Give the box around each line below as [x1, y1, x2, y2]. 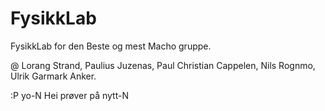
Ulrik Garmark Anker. [10, 70, 97, 82]
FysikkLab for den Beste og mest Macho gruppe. [10, 40, 212, 52]
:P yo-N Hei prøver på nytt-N [10, 89, 129, 101]
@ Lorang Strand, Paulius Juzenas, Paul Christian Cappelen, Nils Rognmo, [10, 59, 316, 71]
